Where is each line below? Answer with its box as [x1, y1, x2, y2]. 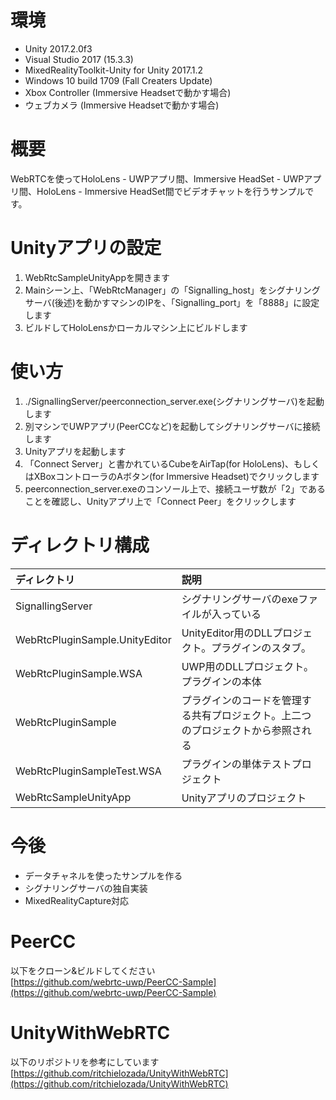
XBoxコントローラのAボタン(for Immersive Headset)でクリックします [33, 470, 320, 482]
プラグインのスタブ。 [211, 641, 312, 655]
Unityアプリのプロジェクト [181, 791, 307, 805]
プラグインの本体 [181, 674, 262, 688]
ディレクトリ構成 [10, 534, 150, 556]
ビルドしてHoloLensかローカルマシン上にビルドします [24, 321, 248, 333]
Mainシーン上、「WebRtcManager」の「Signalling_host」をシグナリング [24, 284, 321, 296]
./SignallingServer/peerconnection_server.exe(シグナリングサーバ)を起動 [24, 395, 325, 407]
